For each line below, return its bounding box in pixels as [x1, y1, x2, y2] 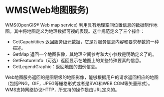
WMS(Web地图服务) [5, 4, 89, 16]
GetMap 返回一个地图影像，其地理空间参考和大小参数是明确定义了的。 [12, 51, 157, 57]
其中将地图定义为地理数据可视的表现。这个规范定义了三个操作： [13, 28, 145, 34]
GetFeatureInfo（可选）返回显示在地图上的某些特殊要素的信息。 [12, 57, 144, 63]
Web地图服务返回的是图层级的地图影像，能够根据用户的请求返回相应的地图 [5, 74, 159, 80]
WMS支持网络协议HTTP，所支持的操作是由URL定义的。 [5, 87, 120, 93]
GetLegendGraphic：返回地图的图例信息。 [12, 63, 100, 70]
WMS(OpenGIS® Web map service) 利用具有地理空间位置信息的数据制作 [5, 22, 154, 28]
